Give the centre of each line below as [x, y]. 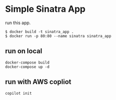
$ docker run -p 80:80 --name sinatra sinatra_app [58, 36]
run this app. [18, 23]
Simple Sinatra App [45, 9]
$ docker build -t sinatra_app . [39, 32]
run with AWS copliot [38, 82]
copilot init [19, 93]
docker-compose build [27, 63]
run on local [24, 51]
